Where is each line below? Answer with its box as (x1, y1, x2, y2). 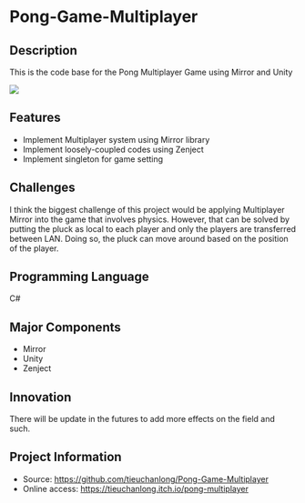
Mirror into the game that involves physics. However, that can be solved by (9, 214, 290, 225)
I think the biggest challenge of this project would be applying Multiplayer (9, 204, 285, 215)
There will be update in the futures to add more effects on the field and (9, 414, 275, 425)
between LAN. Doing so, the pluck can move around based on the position (9, 233, 289, 244)
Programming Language (9, 269, 150, 285)
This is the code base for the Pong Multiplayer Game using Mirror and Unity (9, 66, 293, 77)
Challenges (9, 180, 76, 196)
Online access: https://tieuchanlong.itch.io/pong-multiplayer (22, 483, 249, 494)
